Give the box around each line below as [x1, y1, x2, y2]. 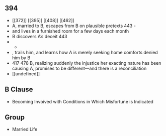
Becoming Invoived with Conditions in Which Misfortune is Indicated [12, 98, 154, 104]
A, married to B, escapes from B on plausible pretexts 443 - [12, 23, 136, 29]
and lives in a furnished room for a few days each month [12, 28, 129, 34]
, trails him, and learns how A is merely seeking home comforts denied [12, 49, 158, 55]
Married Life [12, 126, 38, 132]
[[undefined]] [12, 70, 40, 77]
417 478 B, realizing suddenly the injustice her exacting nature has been [12, 60, 161, 66]
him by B [12, 55, 31, 61]
